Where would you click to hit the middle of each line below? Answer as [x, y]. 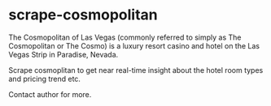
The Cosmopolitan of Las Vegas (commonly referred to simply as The [125, 37]
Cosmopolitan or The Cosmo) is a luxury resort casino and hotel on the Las [134, 45]
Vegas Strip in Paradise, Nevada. [63, 54]
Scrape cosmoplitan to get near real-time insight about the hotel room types [136, 70]
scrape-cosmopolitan [83, 15]
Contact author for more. [50, 94]
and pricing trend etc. [45, 78]
